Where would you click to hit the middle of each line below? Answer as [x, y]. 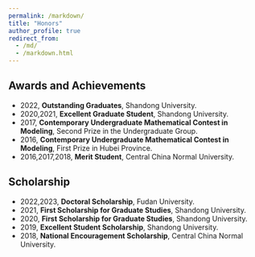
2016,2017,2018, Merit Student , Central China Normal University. [127, 156]
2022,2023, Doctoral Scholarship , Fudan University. [107, 201]
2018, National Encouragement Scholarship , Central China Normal [132, 235]
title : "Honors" [35, 23]
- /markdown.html [45, 53]
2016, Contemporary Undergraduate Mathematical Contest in [124, 139]
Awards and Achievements [77, 86]
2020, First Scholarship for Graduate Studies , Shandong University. [134, 218]
